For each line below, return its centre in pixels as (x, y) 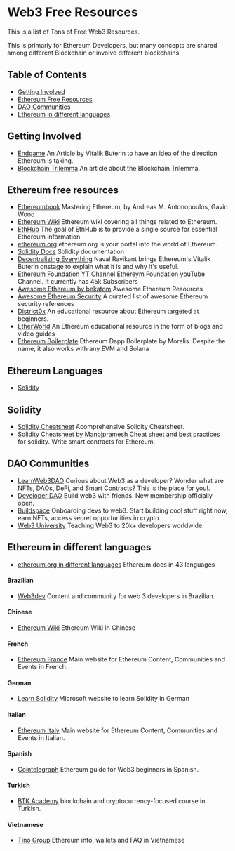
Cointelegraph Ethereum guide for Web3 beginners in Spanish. (108, 769)
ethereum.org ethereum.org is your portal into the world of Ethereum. (117, 244)
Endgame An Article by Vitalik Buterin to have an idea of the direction (117, 153)
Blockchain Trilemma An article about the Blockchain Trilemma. (109, 168)
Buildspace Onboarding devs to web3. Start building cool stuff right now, (122, 510)
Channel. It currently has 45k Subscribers (78, 282)
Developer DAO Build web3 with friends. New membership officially (115, 495)
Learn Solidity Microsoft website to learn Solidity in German (103, 699)
